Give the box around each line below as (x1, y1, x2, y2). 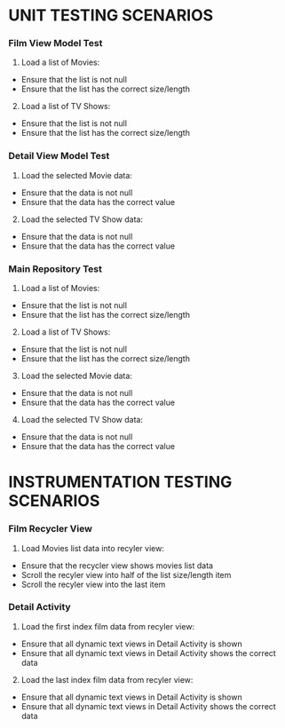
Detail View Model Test (8, 150, 110, 162)
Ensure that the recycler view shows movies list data (20, 560, 214, 571)
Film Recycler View (8, 523, 92, 535)
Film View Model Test (8, 37, 103, 50)
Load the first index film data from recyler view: (20, 621, 195, 631)
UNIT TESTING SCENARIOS (8, 5, 214, 26)
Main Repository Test (8, 263, 103, 275)
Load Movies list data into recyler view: (20, 542, 165, 553)
